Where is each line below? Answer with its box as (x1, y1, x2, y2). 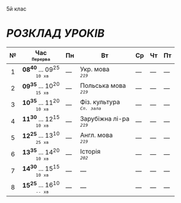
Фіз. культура (79, 98, 120, 106)
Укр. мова (79, 65, 110, 73)
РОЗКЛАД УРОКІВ (6, 27, 105, 40)
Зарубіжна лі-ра (79, 114, 130, 123)
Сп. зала (79, 105, 102, 112)
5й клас (6, 5, 27, 12)
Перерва (31, 56, 51, 62)
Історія (79, 148, 101, 156)
